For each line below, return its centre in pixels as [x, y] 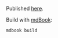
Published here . [25, 8]
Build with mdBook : [29, 20]
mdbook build [22, 30]
